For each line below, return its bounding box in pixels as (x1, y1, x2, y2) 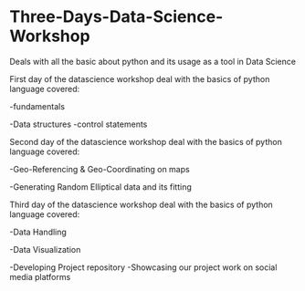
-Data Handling (9, 226, 67, 237)
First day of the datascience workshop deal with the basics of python (9, 73, 270, 84)
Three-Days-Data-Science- (9, 6, 224, 27)
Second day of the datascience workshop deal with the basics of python (9, 136, 283, 147)
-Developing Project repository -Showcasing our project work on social (9, 262, 278, 273)
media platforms (9, 271, 71, 282)
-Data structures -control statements (9, 119, 148, 130)
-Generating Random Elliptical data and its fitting (9, 181, 192, 192)
